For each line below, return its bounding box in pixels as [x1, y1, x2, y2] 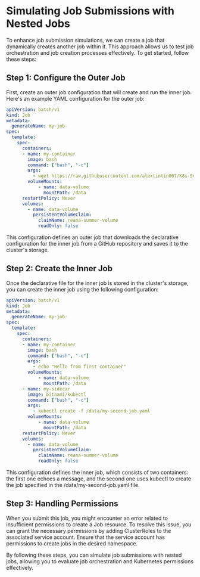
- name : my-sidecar [21, 386, 70, 392]
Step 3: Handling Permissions [6, 499, 118, 509]
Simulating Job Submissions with [6, 4, 174, 18]
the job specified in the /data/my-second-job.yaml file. [6, 482, 140, 489]
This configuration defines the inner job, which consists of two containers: [6, 469, 189, 476]
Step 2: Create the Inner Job [6, 263, 113, 274]
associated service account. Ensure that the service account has [6, 533, 165, 541]
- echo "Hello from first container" [32, 364, 127, 370]
